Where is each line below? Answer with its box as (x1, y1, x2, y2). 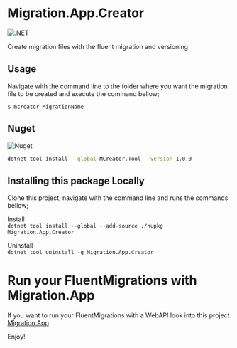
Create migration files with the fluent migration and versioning (7, 42, 189, 51)
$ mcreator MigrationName (7, 103, 84, 110)
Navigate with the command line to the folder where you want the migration (7, 82, 228, 90)
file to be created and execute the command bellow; (7, 89, 160, 97)
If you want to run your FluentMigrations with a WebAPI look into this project (7, 311, 230, 320)
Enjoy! (7, 332, 26, 341)
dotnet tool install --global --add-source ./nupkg (7, 223, 163, 230)
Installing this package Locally (7, 174, 145, 186)
